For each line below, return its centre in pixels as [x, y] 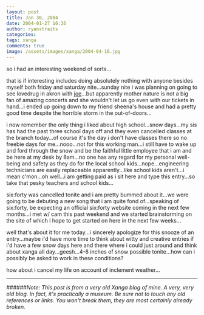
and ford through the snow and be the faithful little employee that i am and [99, 150]
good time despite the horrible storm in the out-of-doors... [79, 112]
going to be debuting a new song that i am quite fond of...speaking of [93, 201]
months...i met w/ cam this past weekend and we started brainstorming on [99, 214]
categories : [21, 35]
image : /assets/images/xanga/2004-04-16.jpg [63, 52]
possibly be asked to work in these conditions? [65, 258]
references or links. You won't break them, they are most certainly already [99, 300]
